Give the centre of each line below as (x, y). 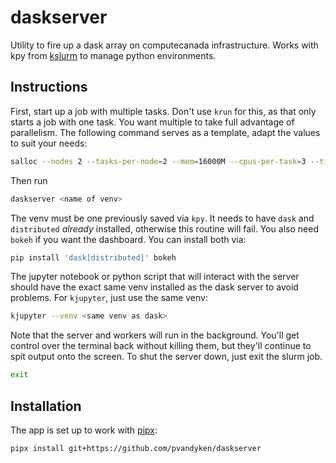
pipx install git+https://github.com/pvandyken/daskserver (136, 448)
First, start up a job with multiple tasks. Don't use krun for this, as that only (163, 111)
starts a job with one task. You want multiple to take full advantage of (152, 122)
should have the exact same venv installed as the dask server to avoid (154, 287)
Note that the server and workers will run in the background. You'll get (155, 335)
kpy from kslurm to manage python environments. (113, 55)
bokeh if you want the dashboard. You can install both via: (128, 239)
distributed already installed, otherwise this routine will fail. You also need (164, 228)
